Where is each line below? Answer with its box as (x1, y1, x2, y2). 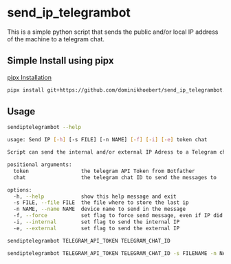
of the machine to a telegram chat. (7, 34, 105, 43)
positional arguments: (7, 161, 72, 168)
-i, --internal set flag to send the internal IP (13, 219, 180, 225)
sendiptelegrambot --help (7, 124, 81, 131)
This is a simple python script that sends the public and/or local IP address (7, 28, 219, 36)
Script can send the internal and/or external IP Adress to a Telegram (7, 149, 217, 156)
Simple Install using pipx (7, 55, 114, 67)
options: (7, 186, 32, 194)
